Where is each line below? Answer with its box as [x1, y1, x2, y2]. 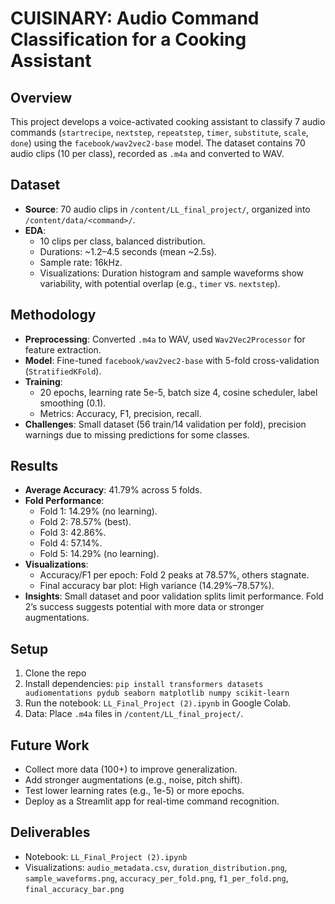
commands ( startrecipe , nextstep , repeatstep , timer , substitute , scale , [10, 127, 309, 138]
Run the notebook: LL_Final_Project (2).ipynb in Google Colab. [24, 697, 292, 709]
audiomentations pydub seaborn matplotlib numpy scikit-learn [24, 688, 290, 699]
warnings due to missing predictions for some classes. [24, 428, 250, 441]
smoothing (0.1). [39, 397, 107, 409]
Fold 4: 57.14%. [39, 537, 103, 549]
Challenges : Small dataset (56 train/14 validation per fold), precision [24, 418, 307, 430]
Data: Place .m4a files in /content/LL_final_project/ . [24, 708, 244, 720]
